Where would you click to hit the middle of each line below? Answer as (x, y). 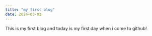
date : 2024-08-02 (23, 14)
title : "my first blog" (30, 10)
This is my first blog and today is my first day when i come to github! (76, 28)
